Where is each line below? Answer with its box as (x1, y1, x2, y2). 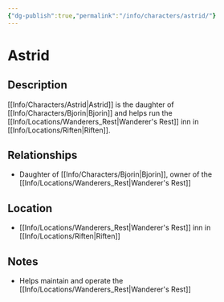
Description (7, 78, 67, 92)
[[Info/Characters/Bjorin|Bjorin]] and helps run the (7, 108, 173, 117)
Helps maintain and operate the (18, 276, 124, 286)
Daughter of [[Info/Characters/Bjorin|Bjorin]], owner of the (18, 169, 213, 179)
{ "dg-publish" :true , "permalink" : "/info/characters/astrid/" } (7, 11, 217, 20)
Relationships (7, 149, 78, 162)
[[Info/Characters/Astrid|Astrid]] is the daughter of (7, 100, 174, 109)
